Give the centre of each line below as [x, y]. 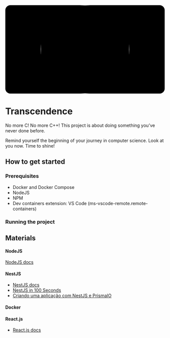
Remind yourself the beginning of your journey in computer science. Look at [84, 140]
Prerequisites [22, 176]
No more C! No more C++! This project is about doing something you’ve [80, 125]
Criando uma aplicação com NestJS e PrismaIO [62, 296]
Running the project [30, 222]
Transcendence [39, 111]
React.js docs [27, 330]
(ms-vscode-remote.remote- [118, 203]
